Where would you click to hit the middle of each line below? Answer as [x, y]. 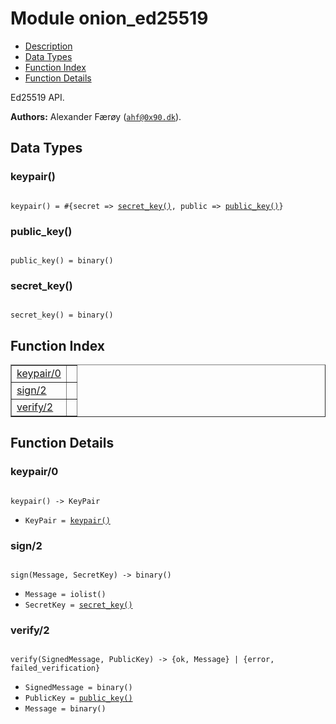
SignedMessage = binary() [78, 688]
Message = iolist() [65, 595]
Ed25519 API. [37, 97]
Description [48, 46]
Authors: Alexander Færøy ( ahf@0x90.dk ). [96, 116]
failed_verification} [55, 668]
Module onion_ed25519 [109, 18]
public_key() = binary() [62, 260]
